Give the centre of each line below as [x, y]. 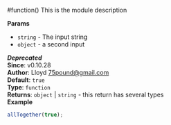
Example [20, 102]
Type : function [29, 87]
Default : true [26, 80]
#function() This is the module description [67, 10]
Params [18, 23]
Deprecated [25, 58]
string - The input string [52, 37]
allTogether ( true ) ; [35, 115]
